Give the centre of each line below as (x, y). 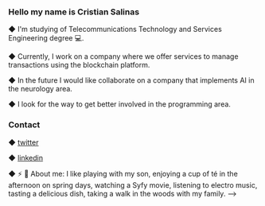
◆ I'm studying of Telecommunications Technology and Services (115, 29)
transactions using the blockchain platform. (79, 65)
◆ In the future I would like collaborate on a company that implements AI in (131, 80)
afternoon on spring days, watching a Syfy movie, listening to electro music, (133, 185)
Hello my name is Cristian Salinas (74, 12)
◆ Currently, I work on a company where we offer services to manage (123, 56)
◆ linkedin (26, 157)
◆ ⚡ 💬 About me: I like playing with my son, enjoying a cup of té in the (123, 173)
